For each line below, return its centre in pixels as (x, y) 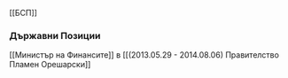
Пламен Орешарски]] (50, 65)
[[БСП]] (23, 13)
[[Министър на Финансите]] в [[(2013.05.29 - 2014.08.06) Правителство (144, 55)
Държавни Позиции (55, 35)
